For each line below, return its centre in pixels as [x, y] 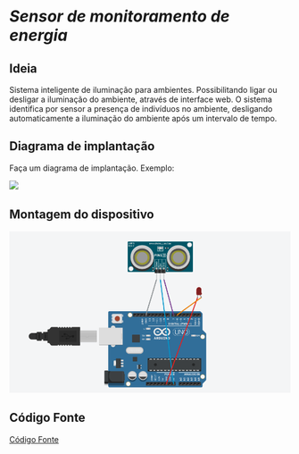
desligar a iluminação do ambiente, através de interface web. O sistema [141, 99]
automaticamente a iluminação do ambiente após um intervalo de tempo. [143, 118]
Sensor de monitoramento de [120, 17]
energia [39, 35]
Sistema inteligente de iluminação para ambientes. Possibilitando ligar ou [143, 90]
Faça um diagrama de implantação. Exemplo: [92, 168]
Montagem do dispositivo [82, 215]
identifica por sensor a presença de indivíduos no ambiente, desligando [141, 109]
